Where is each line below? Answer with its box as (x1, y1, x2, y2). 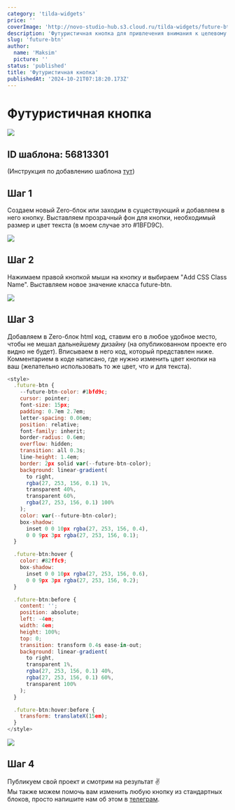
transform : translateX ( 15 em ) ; (20, 713, 108, 720)
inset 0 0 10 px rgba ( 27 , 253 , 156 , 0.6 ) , (25, 570, 149, 578)
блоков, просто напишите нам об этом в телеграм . (7, 795, 160, 803)
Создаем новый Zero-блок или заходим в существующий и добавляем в (7, 206, 225, 214)
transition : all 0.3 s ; (20, 447, 86, 454)
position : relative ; (20, 421, 80, 428)
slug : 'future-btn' (7, 36, 64, 43)
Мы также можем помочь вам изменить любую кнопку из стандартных (7, 787, 222, 795)
